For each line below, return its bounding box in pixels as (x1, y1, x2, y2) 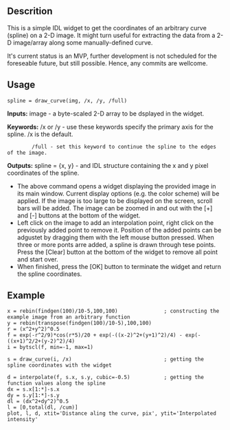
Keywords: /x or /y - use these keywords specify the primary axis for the (7, 122, 214, 131)
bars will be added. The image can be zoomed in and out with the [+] (16, 204, 213, 212)
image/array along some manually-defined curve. (13, 38, 153, 47)
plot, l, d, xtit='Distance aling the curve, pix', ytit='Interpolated (7, 410, 216, 417)
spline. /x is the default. (7, 130, 73, 138)
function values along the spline (7, 380, 106, 387)
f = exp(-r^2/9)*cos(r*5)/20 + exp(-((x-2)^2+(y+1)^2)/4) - (7, 332, 183, 339)
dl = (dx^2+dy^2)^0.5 (7, 398, 69, 405)
